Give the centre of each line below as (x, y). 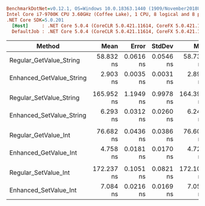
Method (48, 46)
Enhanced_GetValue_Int (43, 153)
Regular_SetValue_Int (40, 173)
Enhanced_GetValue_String (48, 78)
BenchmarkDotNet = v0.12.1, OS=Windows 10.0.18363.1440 (76, 9)
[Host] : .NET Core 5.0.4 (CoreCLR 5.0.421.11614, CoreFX (92, 26)
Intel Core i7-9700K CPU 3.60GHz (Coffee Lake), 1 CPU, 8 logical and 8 (101, 14)
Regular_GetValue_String (45, 61)
